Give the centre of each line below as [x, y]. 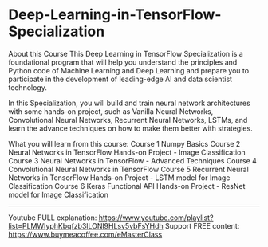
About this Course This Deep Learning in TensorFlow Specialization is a [126, 53]
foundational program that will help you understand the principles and [123, 62]
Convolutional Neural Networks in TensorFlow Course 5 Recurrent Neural [128, 169]
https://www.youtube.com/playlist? [156, 218]
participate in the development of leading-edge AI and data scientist [120, 79]
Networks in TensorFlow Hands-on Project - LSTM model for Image [119, 178]
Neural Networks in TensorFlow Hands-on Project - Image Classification [127, 152]
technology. [28, 87]
